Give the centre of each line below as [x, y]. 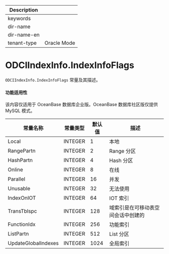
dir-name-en [24, 35]
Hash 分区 [121, 160]
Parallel [17, 179]
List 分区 [119, 234]
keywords [19, 18]
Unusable [19, 189]
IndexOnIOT [22, 198]
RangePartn [22, 151]
